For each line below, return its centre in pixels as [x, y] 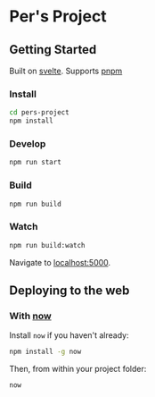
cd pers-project [39, 113]
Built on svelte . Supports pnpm [66, 71]
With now [30, 316]
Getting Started [53, 50]
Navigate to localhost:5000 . [60, 262]
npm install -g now [45, 352]
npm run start [36, 163]
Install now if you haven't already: [69, 335]
